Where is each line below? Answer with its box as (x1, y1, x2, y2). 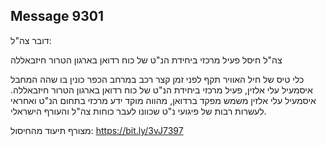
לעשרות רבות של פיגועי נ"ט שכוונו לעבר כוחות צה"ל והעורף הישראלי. (10, 105, 267, 117)
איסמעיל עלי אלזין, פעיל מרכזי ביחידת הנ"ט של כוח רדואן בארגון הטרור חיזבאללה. (10, 84, 313, 96)
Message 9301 (10, 8, 104, 25)
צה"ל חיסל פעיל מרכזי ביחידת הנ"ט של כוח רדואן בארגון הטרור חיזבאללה (10, 54, 283, 66)
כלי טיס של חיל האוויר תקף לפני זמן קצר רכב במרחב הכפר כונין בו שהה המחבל (10, 73, 305, 85)
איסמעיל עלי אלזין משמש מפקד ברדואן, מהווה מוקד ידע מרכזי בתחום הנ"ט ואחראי (10, 94, 317, 106)
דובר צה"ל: (10, 34, 52, 46)
